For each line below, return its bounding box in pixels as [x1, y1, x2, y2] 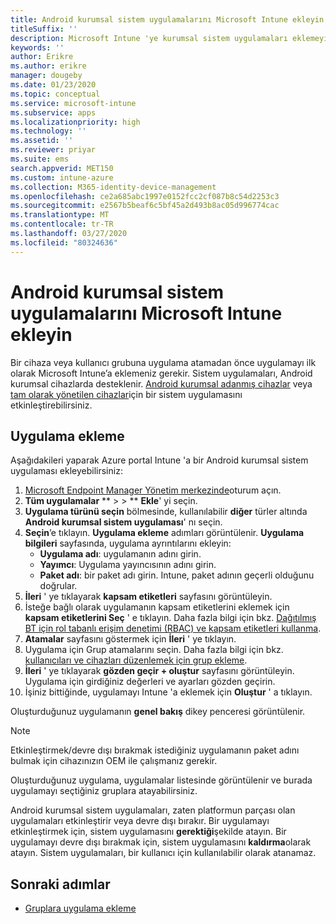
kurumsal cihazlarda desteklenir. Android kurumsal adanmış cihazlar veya [10, 377, 313, 390]
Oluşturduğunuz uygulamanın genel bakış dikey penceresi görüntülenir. [10, 706, 306, 718]
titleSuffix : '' [10, 24, 78, 34]
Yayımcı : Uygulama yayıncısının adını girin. [39, 559, 217, 571]
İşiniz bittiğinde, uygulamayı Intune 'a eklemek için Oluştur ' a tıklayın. [24, 686, 313, 698]
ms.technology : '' [10, 126, 87, 136]
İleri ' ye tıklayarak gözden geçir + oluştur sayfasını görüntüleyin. [24, 665, 295, 677]
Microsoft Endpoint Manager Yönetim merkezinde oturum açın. [24, 484, 282, 496]
